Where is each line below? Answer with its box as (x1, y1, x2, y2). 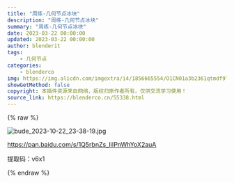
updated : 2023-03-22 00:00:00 (7, 36, 95, 43)
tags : (7, 49, 23, 56)
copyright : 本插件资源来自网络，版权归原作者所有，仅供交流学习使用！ (7, 88, 187, 95)
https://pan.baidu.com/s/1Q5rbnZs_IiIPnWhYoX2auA (7, 141, 157, 148)
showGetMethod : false (7, 81, 70, 88)
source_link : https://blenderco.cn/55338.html (7, 95, 145, 102)
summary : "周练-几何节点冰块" (7, 23, 87, 30)
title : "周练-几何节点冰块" (7, 10, 80, 17)
